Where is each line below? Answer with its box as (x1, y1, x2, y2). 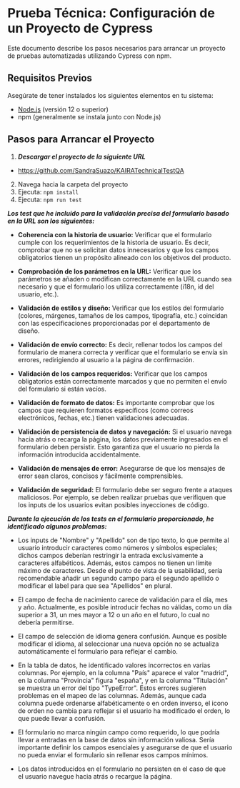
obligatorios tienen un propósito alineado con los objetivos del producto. (17, 253, 231, 261)
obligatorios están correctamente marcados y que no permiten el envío (17, 376, 227, 385)
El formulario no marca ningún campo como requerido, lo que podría (17, 727, 220, 737)
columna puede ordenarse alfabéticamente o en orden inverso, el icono (17, 699, 229, 707)
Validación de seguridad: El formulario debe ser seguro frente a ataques (17, 485, 233, 494)
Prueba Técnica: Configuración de (7, 5, 216, 21)
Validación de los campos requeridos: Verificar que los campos (17, 369, 208, 378)
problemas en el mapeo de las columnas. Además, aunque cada (17, 691, 207, 699)
